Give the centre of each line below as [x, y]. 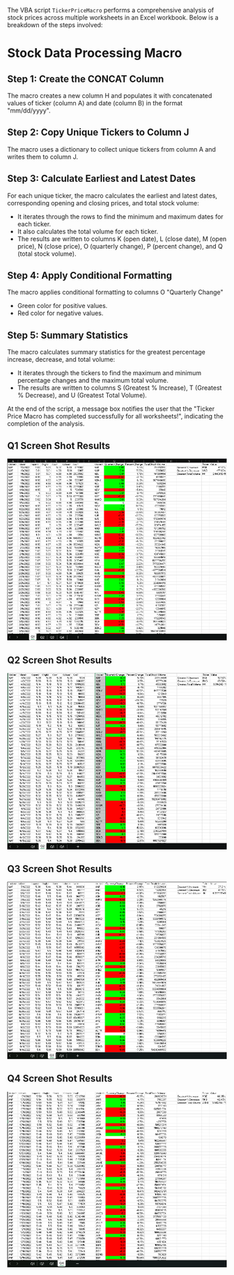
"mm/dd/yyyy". [29, 110]
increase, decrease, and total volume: [61, 360]
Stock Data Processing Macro [95, 53]
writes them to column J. [43, 156]
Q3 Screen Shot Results [60, 869]
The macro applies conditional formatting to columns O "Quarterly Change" [116, 292]
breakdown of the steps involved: [55, 25]
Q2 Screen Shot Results [60, 660]
